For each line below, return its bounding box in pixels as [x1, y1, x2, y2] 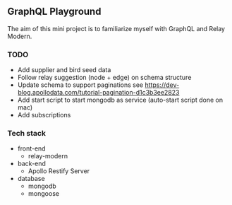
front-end [17, 144, 46, 153]
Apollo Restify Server [28, 167, 90, 175]
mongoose [28, 189, 60, 198]
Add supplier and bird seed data [17, 66, 111, 74]
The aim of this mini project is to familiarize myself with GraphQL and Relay [7, 24, 226, 33]
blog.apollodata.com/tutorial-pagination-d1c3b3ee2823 [17, 88, 180, 97]
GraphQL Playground [7, 6, 102, 18]
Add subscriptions [17, 111, 71, 119]
